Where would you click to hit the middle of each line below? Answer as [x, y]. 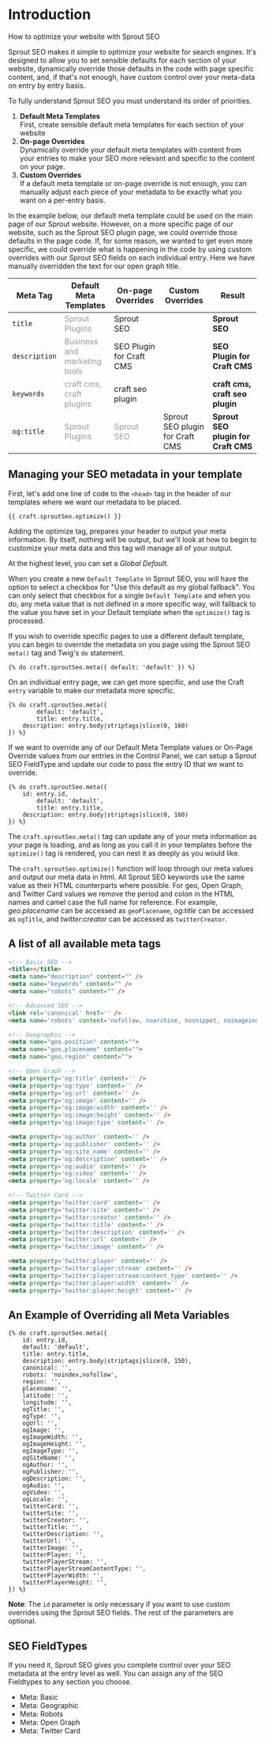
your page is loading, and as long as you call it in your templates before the [130, 844]
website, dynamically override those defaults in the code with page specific [131, 68]
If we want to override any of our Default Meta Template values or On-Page [131, 747]
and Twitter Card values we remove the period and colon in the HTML [121, 894]
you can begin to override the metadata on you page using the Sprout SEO [129, 644]
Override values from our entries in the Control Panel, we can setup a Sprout [132, 755]
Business [81, 341]
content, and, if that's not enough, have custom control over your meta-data [132, 77]
